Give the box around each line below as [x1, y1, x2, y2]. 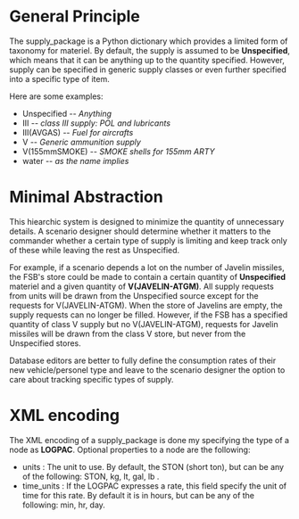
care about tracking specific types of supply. [9, 374, 174, 384]
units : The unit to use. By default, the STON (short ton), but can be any [21, 461, 284, 472]
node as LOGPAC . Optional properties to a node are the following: [9, 444, 251, 455]
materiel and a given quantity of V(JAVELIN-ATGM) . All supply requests [9, 281, 274, 292]
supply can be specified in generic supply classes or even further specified [9, 64, 287, 75]
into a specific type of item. [9, 73, 110, 84]
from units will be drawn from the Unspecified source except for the [9, 290, 259, 301]
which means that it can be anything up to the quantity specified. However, [9, 54, 286, 65]
